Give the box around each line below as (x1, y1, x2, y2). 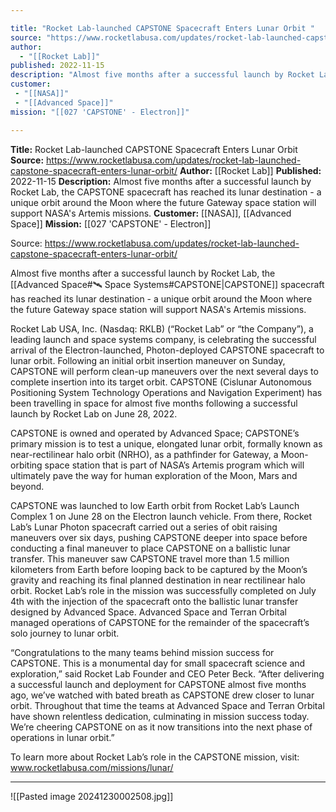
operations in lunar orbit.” (10, 731, 115, 743)
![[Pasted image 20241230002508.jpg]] (10, 790, 174, 802)
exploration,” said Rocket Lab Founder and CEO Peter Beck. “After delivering (10, 667, 325, 680)
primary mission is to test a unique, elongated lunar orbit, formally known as (10, 437, 323, 450)
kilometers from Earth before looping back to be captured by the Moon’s (10, 563, 308, 575)
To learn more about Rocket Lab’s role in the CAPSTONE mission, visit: (10, 751, 300, 763)
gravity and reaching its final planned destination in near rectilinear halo (10, 574, 306, 586)
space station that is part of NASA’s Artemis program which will (44, 459, 305, 471)
